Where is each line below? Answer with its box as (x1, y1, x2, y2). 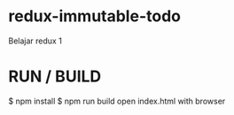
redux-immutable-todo (8, 6, 181, 27)
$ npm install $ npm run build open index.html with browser (8, 96, 226, 106)
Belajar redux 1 (8, 35, 63, 46)
